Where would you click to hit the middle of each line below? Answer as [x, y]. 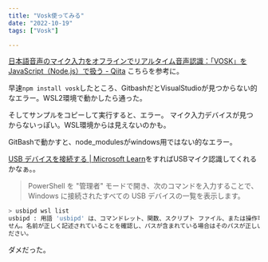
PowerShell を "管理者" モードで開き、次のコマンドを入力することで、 [143, 186]
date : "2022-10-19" [41, 23]
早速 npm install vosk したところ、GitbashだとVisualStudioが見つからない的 [133, 88]
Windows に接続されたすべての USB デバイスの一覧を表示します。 [136, 196]
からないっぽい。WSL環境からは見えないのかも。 [89, 125]
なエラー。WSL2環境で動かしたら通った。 [78, 98]
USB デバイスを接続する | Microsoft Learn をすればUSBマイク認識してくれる [133, 159]
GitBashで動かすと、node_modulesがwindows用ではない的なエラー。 [122, 142]
